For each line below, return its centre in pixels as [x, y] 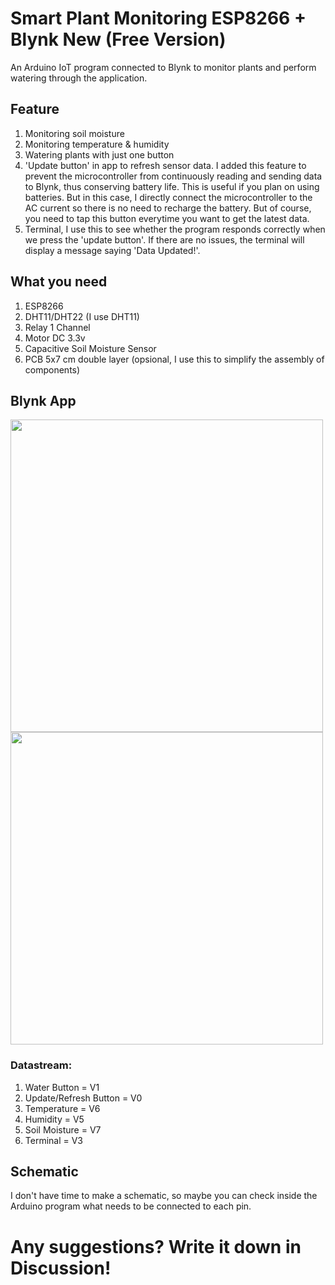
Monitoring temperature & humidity [97, 144]
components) [52, 369]
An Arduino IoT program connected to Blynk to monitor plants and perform [163, 67]
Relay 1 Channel [57, 327]
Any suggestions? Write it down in [156, 1246]
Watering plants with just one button [99, 154]
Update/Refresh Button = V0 [83, 1098]
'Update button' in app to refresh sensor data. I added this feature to [165, 165]
